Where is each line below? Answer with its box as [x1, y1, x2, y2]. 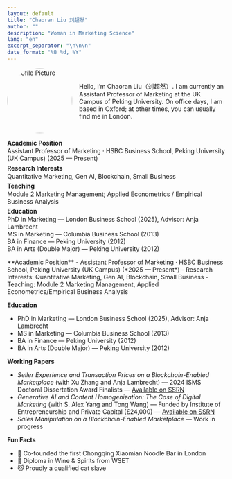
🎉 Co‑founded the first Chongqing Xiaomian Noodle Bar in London [17, 449, 206, 458]
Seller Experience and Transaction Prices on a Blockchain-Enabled [17, 371, 210, 379]
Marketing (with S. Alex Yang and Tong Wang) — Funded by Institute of [17, 400, 221, 409]
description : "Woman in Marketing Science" [7, 29, 135, 37]
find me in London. [79, 112, 133, 120]
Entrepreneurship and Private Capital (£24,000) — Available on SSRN [17, 408, 215, 416]
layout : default [7, 10, 54, 17]
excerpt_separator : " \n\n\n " [7, 42, 91, 49]
